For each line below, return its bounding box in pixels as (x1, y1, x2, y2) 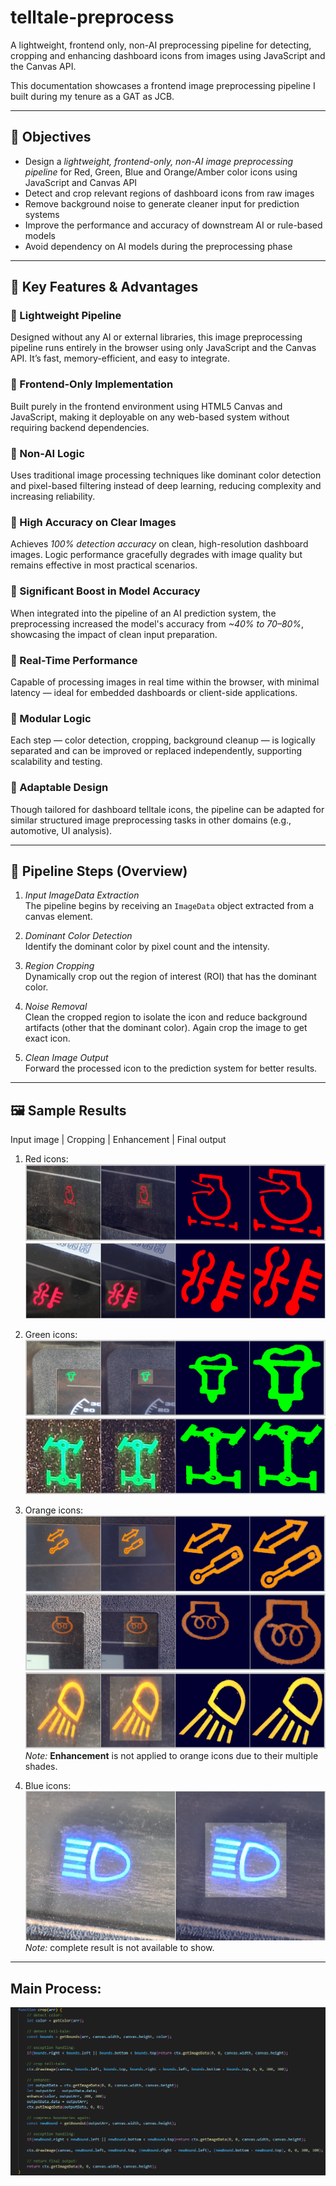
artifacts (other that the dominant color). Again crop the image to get (24, 1022, 308, 1034)
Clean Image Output (24, 1052, 109, 1064)
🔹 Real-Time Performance (10, 653, 138, 667)
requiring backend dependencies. (10, 421, 150, 433)
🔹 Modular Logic (10, 711, 92, 725)
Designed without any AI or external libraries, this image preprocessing (10, 331, 303, 343)
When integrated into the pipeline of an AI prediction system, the (10, 607, 277, 619)
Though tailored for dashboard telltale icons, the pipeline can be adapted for (10, 803, 325, 815)
